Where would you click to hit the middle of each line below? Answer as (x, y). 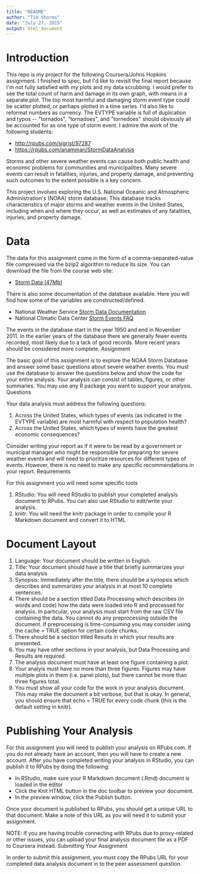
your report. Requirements (39, 471)
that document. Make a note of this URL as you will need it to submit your (96, 815)
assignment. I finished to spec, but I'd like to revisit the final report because (99, 81)
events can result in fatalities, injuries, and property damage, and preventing (100, 174)
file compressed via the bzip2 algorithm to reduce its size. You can (88, 264)
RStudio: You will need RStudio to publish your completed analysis (96, 495)
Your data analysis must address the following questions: (76, 404)
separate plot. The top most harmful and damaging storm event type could (98, 100)
